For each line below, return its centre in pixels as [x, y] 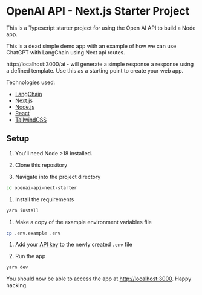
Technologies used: [31, 82]
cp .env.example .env [34, 233]
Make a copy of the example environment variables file [83, 222]
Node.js [25, 106]
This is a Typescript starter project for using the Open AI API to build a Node [101, 28]
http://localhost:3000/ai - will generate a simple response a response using [100, 64]
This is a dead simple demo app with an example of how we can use [91, 46]
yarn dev [17, 267]
